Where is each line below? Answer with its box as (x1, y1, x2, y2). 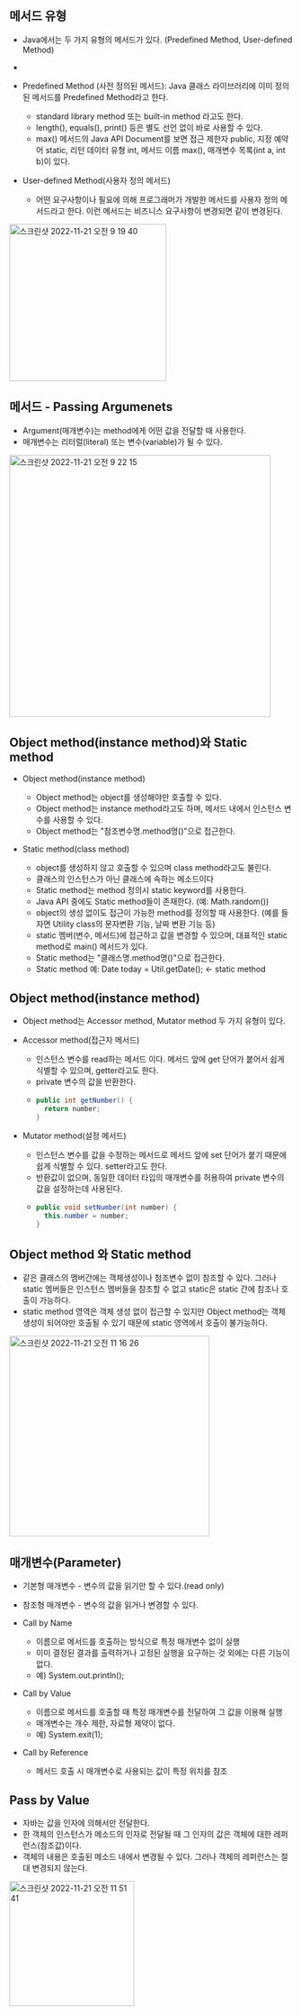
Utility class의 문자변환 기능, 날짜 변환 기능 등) (52, 918, 216, 930)
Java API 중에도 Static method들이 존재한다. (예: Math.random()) (35, 896, 270, 907)
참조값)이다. (40, 1839, 83, 1850)
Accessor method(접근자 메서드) (22, 1035, 140, 1045)
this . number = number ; (43, 1211, 129, 1220)
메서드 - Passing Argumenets (9, 399, 173, 415)
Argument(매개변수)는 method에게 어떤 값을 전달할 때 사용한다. (22, 424, 247, 435)
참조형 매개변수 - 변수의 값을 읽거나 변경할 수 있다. (22, 1600, 199, 1610)
